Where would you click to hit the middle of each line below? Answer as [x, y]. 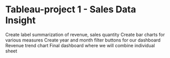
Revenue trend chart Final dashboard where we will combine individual [80, 45]
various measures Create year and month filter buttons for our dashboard [83, 40]
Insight [21, 20]
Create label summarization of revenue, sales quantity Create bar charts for [85, 34]
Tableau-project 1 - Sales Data [71, 9]
